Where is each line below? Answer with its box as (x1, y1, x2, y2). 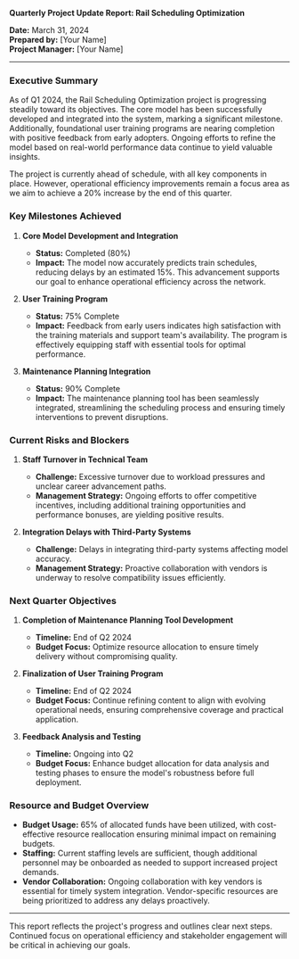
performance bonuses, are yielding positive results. (35, 508, 224, 520)
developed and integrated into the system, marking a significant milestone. (9, 113, 283, 124)
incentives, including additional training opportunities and (35, 500, 246, 510)
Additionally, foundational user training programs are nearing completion (9, 123, 276, 134)
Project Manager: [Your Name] (9, 44, 124, 54)
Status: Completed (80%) (35, 247, 131, 258)
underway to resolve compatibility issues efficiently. (35, 572, 227, 583)
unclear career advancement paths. (35, 481, 167, 492)
